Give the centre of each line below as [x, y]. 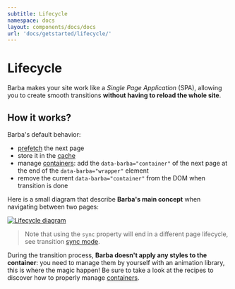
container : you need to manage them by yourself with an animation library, [116, 263]
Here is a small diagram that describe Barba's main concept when [104, 199]
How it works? [40, 117]
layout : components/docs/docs [52, 27]
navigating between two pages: [53, 207]
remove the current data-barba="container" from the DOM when [112, 178]
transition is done [43, 185]
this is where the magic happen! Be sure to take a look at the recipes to [110, 270]
